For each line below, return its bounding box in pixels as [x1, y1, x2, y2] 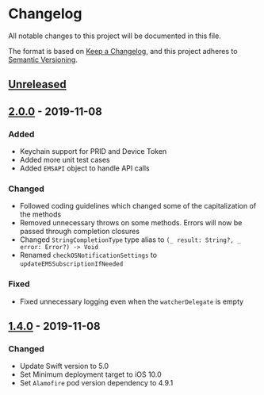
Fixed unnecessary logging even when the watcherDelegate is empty [19, 297, 244, 306]
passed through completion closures [19, 227, 140, 236]
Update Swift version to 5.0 [19, 362, 109, 371]
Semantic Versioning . [8, 55, 78, 64]
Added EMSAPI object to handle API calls [19, 163, 150, 173]
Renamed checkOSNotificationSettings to [19, 251, 157, 260]
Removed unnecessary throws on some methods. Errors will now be [19, 218, 243, 228]
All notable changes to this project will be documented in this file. [8, 31, 222, 40]
